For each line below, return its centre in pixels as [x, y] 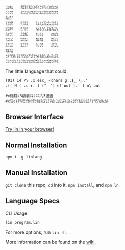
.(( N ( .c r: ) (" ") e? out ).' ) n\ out [53, 86]
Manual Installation [36, 173]
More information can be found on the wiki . [51, 242]
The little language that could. [36, 71]
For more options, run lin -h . [36, 232]
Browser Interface [35, 117]
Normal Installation [36, 145]
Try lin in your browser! [30, 129]
